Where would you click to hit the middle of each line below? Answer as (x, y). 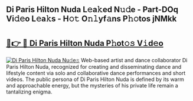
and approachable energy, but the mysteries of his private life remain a (92, 85)
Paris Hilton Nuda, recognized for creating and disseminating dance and (94, 67)
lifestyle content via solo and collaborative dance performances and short (96, 73)
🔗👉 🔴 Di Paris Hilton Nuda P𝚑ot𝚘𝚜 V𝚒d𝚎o (85, 43)
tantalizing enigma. (29, 92)
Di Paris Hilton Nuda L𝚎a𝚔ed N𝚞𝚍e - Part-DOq (92, 10)
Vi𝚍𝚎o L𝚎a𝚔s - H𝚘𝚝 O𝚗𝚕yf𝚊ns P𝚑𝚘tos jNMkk (91, 19)
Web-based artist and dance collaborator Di (134, 60)
